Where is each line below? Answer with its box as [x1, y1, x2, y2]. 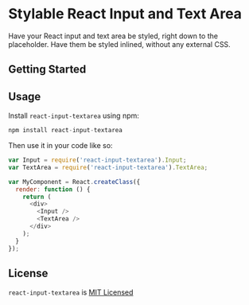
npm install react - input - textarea [8, 127, 123, 135]
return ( [22, 193, 52, 201]
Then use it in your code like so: [8, 141, 113, 151]
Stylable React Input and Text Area [8, 5, 243, 23]
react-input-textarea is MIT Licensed [8, 287, 134, 297]
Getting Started [8, 63, 87, 76]
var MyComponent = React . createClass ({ [8, 178, 141, 186]
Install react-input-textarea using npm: [8, 111, 139, 120]
